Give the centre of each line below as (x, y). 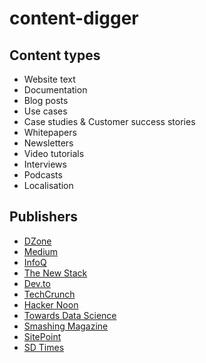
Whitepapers (50, 132)
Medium (41, 251)
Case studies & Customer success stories (109, 121)
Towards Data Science (70, 315)
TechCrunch (49, 294)
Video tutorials (54, 153)
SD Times (44, 347)
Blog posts (46, 100)
